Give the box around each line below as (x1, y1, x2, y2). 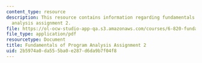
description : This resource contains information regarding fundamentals (6, 14, 195, 20)
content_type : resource (6, 8, 66, 15)
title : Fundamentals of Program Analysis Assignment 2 (6, 43, 147, 49)
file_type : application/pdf (6, 31, 77, 37)
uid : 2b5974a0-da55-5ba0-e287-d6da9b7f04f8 (6, 48, 117, 54)
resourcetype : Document (6, 37, 66, 43)
